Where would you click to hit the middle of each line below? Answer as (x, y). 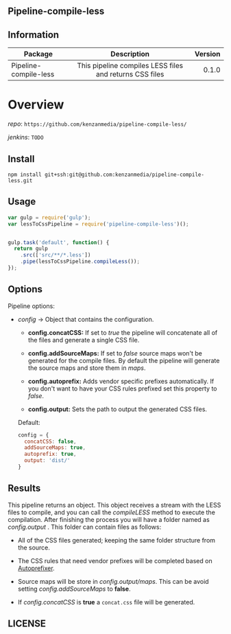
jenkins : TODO (26, 138)
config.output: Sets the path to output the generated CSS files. (118, 409)
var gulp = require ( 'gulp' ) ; (49, 217)
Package (38, 54)
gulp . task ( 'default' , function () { (59, 242)
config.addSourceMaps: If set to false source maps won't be (115, 353)
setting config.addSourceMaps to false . (74, 589)
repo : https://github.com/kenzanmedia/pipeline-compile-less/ (97, 124)
